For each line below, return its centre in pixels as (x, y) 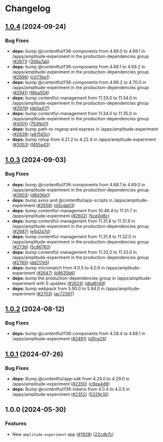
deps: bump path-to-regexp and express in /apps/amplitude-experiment (85, 129)
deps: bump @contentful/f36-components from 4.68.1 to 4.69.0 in (79, 184)
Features (16, 423)
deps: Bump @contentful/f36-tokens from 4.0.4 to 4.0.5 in (71, 389)
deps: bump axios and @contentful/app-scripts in (62, 200)
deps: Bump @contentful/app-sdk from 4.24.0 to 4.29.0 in (71, 378)
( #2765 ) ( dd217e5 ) (31, 263)
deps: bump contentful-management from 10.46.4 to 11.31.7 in (74, 210)
